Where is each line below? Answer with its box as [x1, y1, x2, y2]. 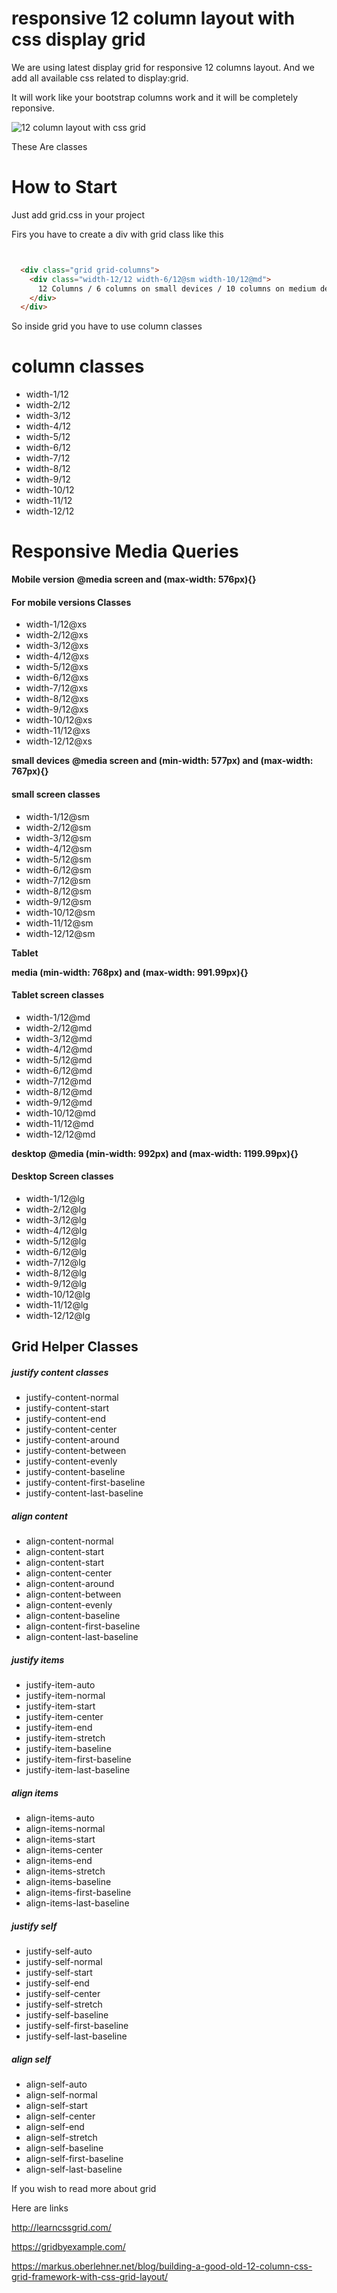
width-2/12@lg [25, 1203, 87, 1215]
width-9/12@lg [25, 1277, 88, 1289]
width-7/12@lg [25, 1256, 87, 1268]
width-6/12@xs [25, 672, 89, 684]
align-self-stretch [25, 2132, 98, 2144]
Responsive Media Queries [11, 540, 239, 563]
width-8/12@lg [25, 1267, 88, 1279]
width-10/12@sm [25, 906, 96, 918]
